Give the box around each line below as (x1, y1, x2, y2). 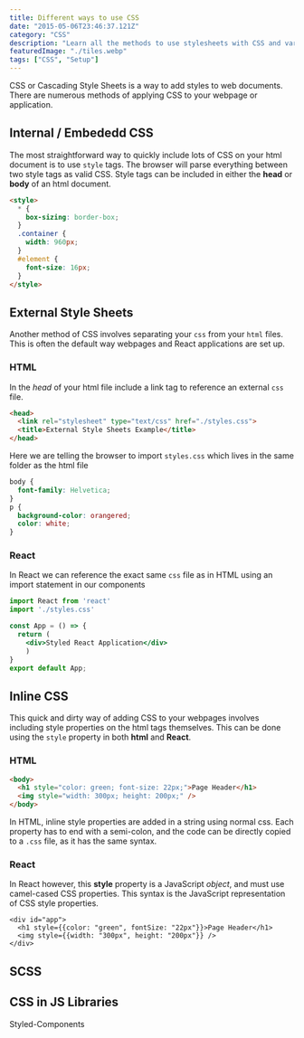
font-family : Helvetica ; (17, 486, 111, 495)
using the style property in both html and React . (9, 731, 192, 742)
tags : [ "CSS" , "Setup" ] (9, 55, 100, 64)
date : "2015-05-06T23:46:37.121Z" (9, 22, 140, 31)
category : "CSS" (9, 30, 71, 39)
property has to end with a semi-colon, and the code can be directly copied (9, 826, 291, 837)
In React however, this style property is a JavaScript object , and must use (9, 879, 285, 890)
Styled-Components (9, 1018, 85, 1029)
